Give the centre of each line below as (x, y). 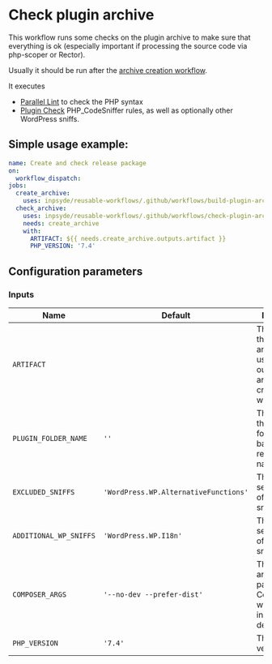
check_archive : (41, 208)
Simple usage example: (68, 145)
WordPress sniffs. (49, 118)
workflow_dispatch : (49, 178)
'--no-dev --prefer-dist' (153, 594)
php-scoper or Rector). (47, 54)
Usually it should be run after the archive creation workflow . (108, 70)
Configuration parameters (76, 271)
